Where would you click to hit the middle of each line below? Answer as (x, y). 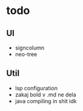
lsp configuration (36, 88)
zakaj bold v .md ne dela (46, 95)
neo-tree (26, 54)
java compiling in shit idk (46, 101)
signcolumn (30, 48)
